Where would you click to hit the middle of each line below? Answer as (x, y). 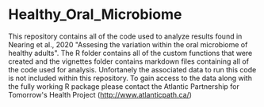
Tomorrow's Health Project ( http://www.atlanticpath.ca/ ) (100, 94)
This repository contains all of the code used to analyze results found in (125, 36)
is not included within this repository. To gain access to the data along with (130, 78)
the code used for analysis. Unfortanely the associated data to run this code (132, 69)
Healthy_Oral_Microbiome (95, 15)
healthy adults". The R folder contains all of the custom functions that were (130, 53)
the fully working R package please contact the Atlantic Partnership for (124, 86)
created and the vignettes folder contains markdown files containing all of (129, 61)
